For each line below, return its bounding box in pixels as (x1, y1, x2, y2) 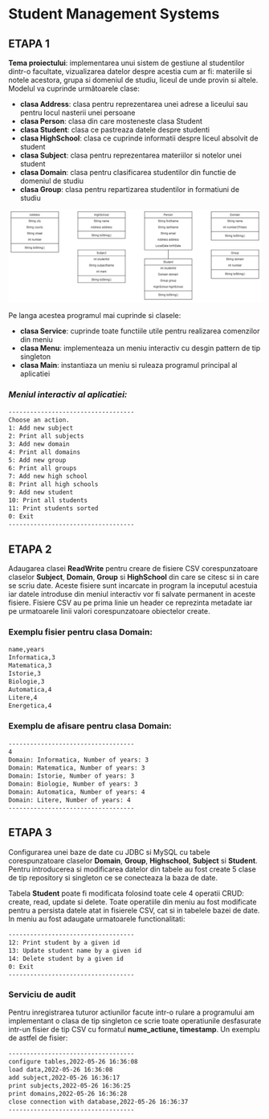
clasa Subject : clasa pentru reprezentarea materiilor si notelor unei (19, 150, 243, 160)
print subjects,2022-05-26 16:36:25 (8, 1081, 131, 1089)
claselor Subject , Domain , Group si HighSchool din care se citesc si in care (8, 572, 259, 582)
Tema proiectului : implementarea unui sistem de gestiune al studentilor (8, 58, 245, 67)
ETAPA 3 (8, 826, 52, 839)
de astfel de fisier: (8, 1033, 68, 1043)
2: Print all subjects (8, 432, 84, 440)
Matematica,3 (8, 662, 52, 670)
